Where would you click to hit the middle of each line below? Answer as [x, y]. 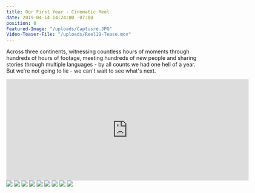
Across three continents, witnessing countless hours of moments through [98, 51]
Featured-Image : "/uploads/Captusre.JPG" [59, 29]
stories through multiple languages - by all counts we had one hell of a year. [101, 65]
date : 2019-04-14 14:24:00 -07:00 [50, 18]
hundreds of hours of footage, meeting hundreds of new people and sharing [101, 58]
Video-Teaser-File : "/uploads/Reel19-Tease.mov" [69, 34]
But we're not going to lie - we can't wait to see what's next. [81, 71]
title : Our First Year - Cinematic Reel [58, 12]
